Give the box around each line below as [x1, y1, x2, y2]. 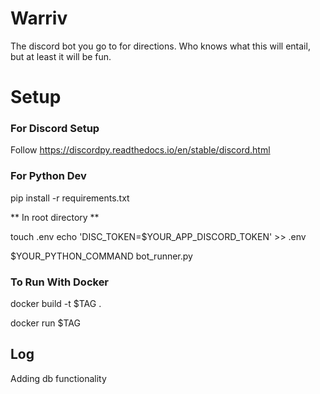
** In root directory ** [10, 211, 100, 223]
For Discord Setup [10, 122, 100, 136]
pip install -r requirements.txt [10, 192, 130, 204]
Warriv [10, 7, 68, 30]
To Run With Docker [10, 275, 110, 289]
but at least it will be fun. [10, 50, 112, 62]
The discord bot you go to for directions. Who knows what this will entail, [10, 40, 311, 52]
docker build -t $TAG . [10, 298, 102, 310]
